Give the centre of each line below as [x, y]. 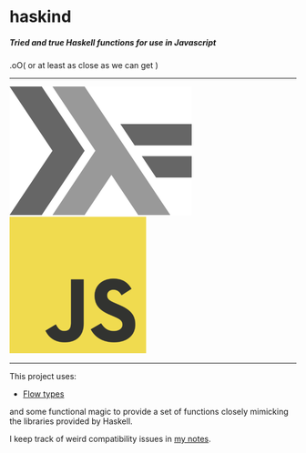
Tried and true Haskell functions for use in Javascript [113, 42]
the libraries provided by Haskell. [71, 421]
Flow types [43, 394]
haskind [41, 17]
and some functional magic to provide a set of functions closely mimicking [149, 412]
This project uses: [43, 377]
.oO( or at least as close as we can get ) [84, 65]
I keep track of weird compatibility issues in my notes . [110, 439]
